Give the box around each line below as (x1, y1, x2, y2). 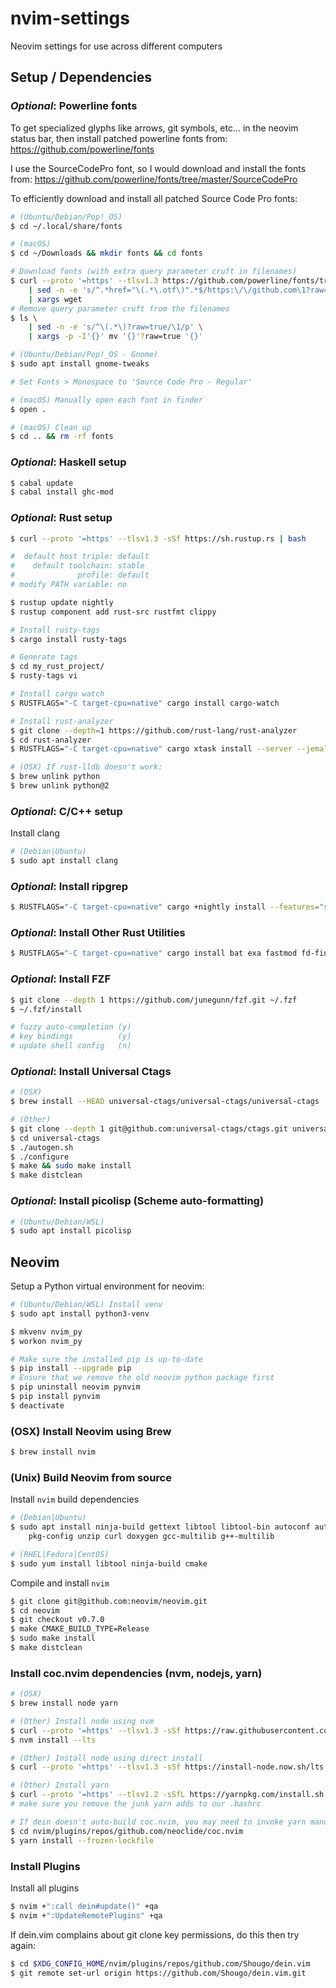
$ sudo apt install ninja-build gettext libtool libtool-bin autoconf (10, 1522, 311, 1532)
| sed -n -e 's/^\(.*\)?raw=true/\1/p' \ (28, 322, 203, 332)
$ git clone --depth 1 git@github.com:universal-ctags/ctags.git (10, 1123, 288, 1134)
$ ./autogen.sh (10, 1142, 74, 1152)
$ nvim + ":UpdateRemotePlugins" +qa (10, 1910, 163, 1921)
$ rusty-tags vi (10, 671, 78, 681)
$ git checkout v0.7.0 (10, 1615, 105, 1625)
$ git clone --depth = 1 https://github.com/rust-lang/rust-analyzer (10, 725, 298, 736)
